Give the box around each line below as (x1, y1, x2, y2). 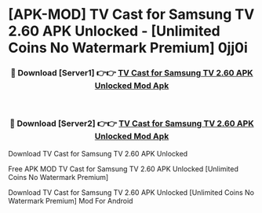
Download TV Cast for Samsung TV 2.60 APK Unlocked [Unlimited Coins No (8, 187, 255, 197)
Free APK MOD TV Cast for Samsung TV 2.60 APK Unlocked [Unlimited (8, 163, 239, 174)
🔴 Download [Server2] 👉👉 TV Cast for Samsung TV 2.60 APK (9, 118, 254, 129)
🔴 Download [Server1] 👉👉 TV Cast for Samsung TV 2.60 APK (10, 68, 253, 79)
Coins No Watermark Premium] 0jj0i (8, 39, 249, 57)
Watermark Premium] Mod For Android (8, 196, 133, 205)
